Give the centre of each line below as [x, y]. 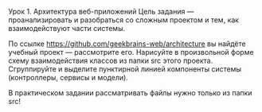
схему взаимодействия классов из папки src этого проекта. [111, 60]
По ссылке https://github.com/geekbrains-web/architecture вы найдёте [127, 44]
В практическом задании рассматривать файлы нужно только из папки [130, 93]
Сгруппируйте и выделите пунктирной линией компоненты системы [125, 69]
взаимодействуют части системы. [67, 28]
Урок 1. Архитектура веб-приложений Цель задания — [101, 12]
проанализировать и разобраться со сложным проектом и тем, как [124, 20]
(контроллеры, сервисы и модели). [68, 77]
